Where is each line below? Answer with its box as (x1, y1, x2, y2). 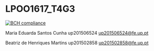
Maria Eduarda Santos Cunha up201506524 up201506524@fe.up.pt (5, 30, 149, 36)
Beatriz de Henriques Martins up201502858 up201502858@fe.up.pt (5, 39, 149, 46)
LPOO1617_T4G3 (5, 3, 75, 15)
